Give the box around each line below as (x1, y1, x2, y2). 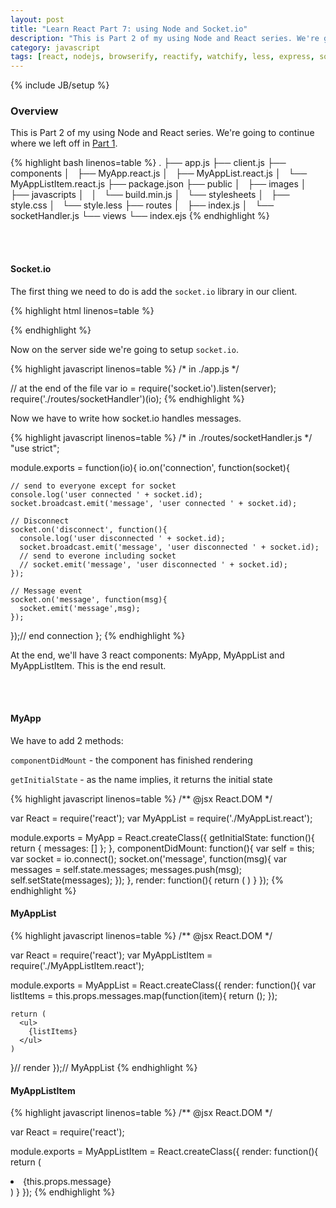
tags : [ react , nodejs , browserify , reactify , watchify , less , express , (10, 52, 315, 62)
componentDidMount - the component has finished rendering (10, 754, 253, 766)
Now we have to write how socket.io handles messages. (10, 412, 242, 424)
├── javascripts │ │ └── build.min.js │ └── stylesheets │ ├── (10, 189, 290, 201)
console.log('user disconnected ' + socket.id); (19, 533, 226, 543)
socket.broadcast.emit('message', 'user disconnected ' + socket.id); (19, 542, 320, 552)
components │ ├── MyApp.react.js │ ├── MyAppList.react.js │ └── (10, 167, 308, 180)
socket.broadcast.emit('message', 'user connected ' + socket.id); (10, 498, 298, 508)
